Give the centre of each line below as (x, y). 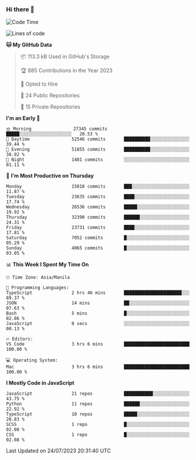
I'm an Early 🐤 (23, 118)
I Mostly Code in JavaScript (40, 383)
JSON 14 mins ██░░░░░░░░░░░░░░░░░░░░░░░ (98, 303)
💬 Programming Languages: (37, 288)
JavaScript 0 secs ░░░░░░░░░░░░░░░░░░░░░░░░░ (98, 324)
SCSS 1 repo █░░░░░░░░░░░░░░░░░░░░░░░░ (98, 425)
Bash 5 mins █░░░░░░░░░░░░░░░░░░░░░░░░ (98, 313)
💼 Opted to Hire (39, 84)
